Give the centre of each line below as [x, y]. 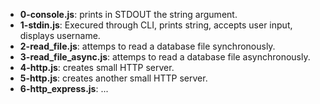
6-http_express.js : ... [64, 88]
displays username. [60, 35]
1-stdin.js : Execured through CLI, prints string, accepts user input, [156, 25]
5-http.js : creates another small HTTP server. [113, 78]
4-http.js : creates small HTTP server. [97, 67]
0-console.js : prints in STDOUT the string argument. [128, 14]
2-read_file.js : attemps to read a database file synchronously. [147, 46]
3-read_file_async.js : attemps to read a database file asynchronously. [165, 57]
